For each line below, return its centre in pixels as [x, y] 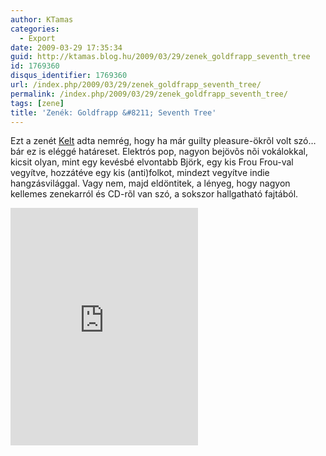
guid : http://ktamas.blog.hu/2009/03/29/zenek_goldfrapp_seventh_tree [160, 57]
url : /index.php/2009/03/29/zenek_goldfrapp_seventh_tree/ [136, 85]
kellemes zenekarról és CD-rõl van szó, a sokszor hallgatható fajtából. [154, 194]
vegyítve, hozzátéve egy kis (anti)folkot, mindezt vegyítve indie [140, 173]
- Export [37, 38]
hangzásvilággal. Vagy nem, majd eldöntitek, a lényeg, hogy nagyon [150, 183]
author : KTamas [42, 19]
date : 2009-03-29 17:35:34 [66, 47]
